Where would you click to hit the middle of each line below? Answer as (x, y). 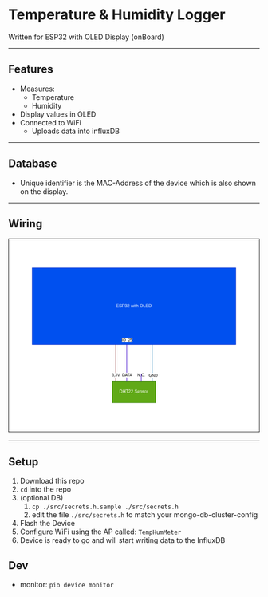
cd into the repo (45, 489)
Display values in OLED (58, 114)
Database (33, 164)
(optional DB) (41, 498)
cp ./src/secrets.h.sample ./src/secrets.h (105, 507)
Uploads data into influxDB (76, 131)
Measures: (37, 89)
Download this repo (52, 481)
